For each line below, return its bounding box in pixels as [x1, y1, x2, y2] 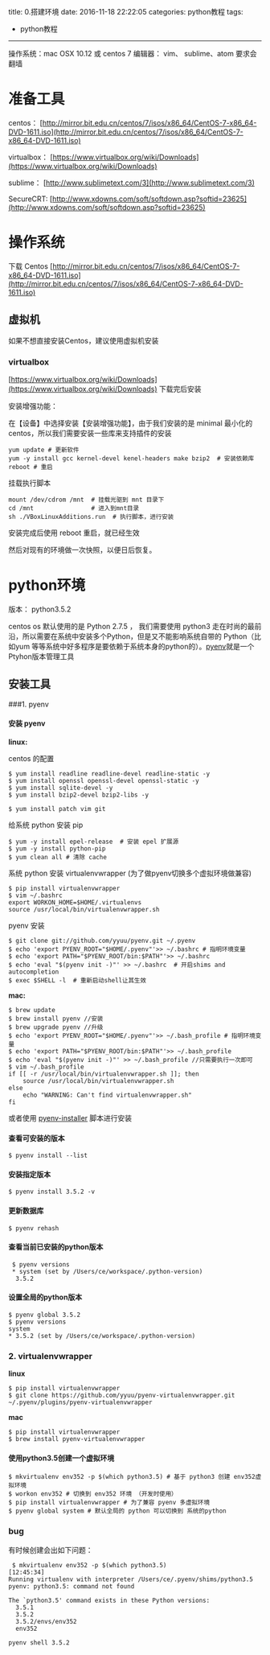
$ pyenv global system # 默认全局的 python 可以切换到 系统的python [8, 1507, 227, 1515]
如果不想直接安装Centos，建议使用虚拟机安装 [8, 336, 159, 345]
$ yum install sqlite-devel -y [8, 784, 113, 792]
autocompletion [8, 968, 59, 976]
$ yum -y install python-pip [8, 844, 106, 853]
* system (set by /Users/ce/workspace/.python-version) [11, 1267, 203, 1275]
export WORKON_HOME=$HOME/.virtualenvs [8, 898, 142, 907]
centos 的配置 [8, 753, 55, 763]
